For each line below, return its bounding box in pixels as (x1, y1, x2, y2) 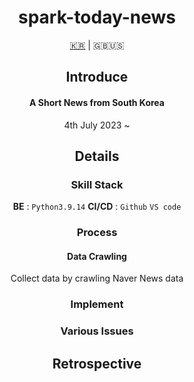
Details (74, 147, 120, 165)
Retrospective (52, 355, 142, 372)
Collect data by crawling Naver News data (10, 272, 184, 285)
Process (76, 226, 118, 240)
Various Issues (60, 324, 134, 338)
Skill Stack (70, 177, 124, 191)
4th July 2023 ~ (63, 119, 131, 131)
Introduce (65, 69, 129, 86)
